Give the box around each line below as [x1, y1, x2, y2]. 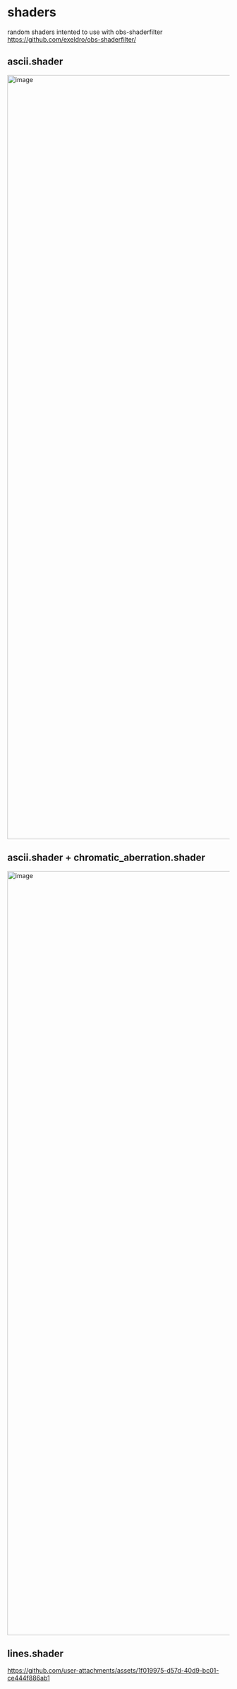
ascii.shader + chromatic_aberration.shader [7, 852, 206, 864]
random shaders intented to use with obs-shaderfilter [7, 28, 163, 36]
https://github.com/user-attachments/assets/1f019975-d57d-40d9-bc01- [7, 1666, 219, 1675]
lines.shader [7, 1647, 64, 1659]
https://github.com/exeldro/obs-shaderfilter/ [7, 35, 136, 43]
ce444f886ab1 [7, 1674, 51, 1683]
